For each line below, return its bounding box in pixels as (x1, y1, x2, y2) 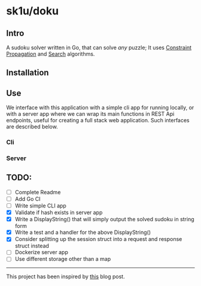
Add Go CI (14, 195, 41, 202)
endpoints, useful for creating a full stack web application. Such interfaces (6, 117, 190, 124)
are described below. (6, 123, 58, 130)
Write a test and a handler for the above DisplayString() (14, 229, 151, 236)
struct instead (14, 242, 50, 249)
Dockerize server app (14, 249, 69, 256)
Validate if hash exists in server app (14, 209, 103, 216)
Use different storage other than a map (14, 255, 111, 263)
